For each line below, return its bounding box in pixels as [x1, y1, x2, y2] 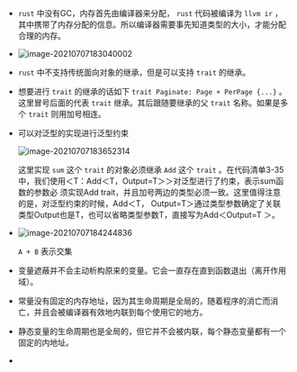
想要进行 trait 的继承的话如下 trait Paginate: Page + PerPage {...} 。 [17, 86, 288, 96]
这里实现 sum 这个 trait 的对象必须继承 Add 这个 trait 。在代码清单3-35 [17, 165, 284, 175]
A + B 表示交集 [17, 246, 73, 257]
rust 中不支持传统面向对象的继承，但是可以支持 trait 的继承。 [17, 67, 251, 77]
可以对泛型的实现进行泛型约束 [17, 128, 129, 138]
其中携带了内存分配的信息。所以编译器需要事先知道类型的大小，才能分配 [17, 19, 286, 30]
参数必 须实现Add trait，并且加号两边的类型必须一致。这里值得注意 [33, 187, 282, 197]
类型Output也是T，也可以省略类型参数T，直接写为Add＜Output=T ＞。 [17, 210, 281, 220]
